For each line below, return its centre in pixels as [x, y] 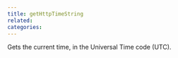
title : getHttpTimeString [45, 14]
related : [20, 21]
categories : [25, 27]
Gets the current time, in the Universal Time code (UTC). [89, 47]
